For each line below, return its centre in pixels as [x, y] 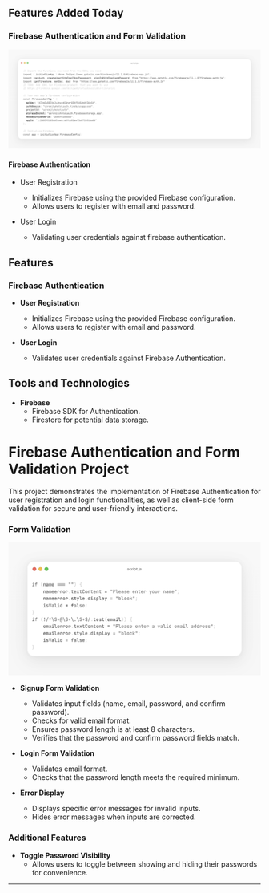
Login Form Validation [57, 753]
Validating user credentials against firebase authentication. [128, 237]
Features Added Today [66, 13]
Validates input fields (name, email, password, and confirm [128, 704]
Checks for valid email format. [81, 720]
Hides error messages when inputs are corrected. [114, 817]
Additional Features [47, 838]
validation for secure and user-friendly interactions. [93, 508]
